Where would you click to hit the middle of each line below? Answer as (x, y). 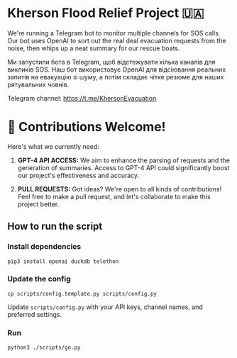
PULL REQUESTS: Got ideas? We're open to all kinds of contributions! (120, 189)
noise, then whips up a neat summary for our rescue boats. (94, 48)
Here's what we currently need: (53, 146)
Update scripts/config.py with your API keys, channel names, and (105, 307)
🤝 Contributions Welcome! (87, 127)
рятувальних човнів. (38, 84)
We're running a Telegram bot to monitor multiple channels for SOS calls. (114, 33)
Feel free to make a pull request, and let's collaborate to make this (114, 196)
